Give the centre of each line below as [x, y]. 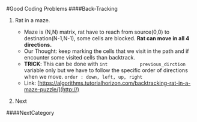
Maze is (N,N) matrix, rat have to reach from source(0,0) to [97, 32]
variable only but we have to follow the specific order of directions [106, 70]
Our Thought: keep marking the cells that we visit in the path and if [106, 51]
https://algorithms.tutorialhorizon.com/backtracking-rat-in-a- [115, 83]
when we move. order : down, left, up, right [83, 77]
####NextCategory [30, 113]
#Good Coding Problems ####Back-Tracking [62, 9]
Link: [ [32, 83]
